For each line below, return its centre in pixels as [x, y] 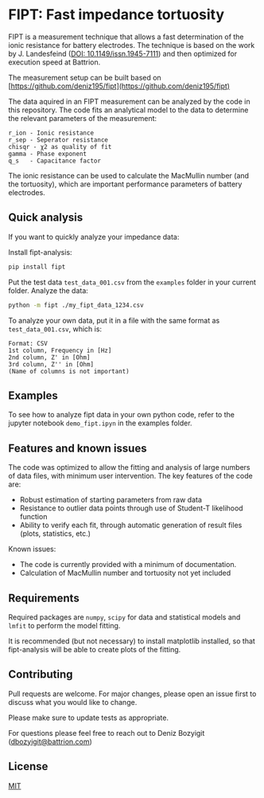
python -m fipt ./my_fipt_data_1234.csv [76, 305]
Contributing [41, 675]
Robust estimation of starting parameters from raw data [111, 500]
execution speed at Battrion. [54, 62]
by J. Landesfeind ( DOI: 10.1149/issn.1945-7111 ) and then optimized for [122, 53]
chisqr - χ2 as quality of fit [60, 147]
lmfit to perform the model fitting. [64, 625]
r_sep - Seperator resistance [58, 140]
